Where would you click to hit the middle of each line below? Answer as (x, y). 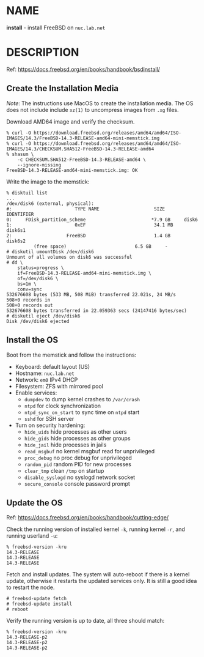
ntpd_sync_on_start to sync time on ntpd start (82, 412)
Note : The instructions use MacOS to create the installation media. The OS (100, 103)
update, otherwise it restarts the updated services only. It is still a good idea (102, 581)
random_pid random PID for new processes (78, 464)
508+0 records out (30, 305)
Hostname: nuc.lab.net (45, 373)
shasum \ (23, 154)
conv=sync (30, 289)
